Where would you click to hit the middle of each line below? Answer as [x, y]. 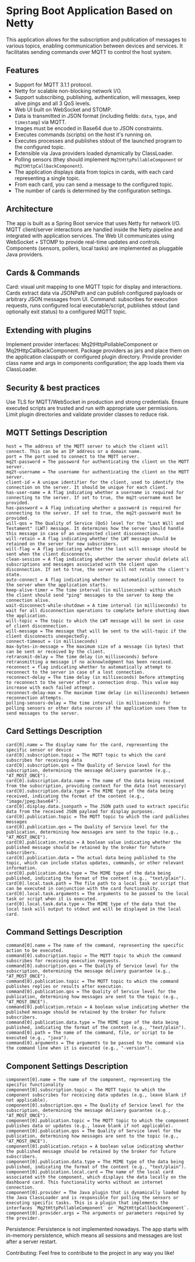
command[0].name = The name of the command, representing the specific [95, 946]
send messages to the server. [43, 713]
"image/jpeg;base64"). [34, 801]
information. [22, 868]
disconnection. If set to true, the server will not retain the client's [98, 569]
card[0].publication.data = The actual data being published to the [91, 858]
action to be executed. [35, 951]
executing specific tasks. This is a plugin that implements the [87, 1203]
